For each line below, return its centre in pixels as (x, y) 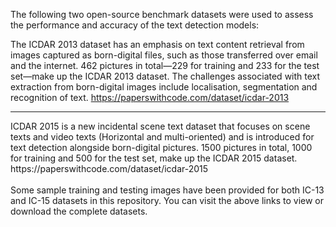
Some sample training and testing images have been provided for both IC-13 (167, 190)
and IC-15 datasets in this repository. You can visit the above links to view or (167, 200)
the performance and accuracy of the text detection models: (135, 25)
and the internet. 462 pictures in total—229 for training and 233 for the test (165, 65)
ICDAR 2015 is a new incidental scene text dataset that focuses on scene (160, 126)
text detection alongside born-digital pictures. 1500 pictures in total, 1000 (161, 147)
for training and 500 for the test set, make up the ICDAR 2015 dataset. (154, 158)
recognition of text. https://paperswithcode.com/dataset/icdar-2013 (150, 97)
